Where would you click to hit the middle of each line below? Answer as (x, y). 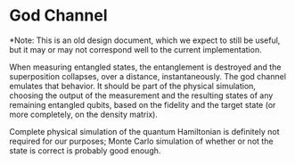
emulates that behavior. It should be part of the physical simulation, (133, 86)
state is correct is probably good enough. (85, 150)
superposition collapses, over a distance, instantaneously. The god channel (148, 76)
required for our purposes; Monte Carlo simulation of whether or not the (141, 141)
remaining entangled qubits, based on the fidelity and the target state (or (143, 104)
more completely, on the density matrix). (84, 114)
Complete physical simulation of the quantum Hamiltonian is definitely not (144, 131)
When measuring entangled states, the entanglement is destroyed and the (145, 67)
